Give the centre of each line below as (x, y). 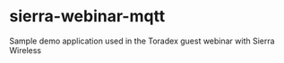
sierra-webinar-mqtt (87, 16)
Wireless (26, 50)
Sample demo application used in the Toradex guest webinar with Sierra (142, 41)
